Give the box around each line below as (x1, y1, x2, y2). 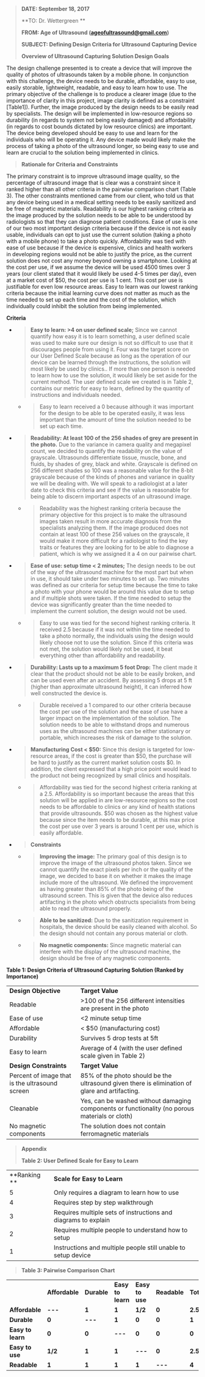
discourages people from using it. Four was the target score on (30, 345, 189, 353)
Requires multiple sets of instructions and (54, 1208, 173, 1216)
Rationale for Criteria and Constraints (21, 161, 118, 168)
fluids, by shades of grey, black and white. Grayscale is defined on (30, 460, 198, 467)
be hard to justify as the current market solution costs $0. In (30, 759, 181, 766)
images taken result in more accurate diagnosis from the (39, 518, 182, 525)
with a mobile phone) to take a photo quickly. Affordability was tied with (6, 238, 186, 245)
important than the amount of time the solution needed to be (39, 416, 192, 423)
